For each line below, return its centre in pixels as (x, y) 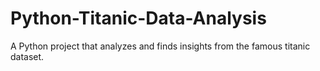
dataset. (27, 56)
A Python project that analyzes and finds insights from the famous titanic (160, 46)
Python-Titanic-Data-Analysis (138, 18)
